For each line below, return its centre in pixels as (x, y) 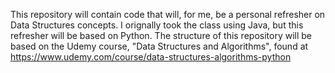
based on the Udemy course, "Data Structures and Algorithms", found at (159, 46)
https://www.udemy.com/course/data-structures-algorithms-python (151, 57)
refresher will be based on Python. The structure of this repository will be (161, 35)
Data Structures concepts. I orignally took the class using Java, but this (157, 25)
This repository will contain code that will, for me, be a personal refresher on (168, 14)
